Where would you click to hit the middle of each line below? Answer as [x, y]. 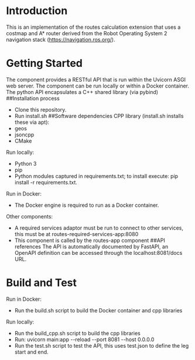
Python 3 [25, 163]
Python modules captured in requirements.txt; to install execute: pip [96, 176]
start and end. [31, 352]
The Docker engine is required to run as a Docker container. [87, 205]
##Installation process [33, 98]
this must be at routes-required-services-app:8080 [76, 234]
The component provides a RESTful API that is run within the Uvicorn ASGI [96, 79]
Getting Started [45, 63]
